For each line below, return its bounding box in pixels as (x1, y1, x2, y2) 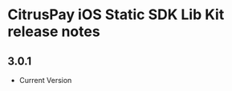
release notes (7, 22, 101, 41)
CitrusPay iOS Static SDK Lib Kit (7, 6, 225, 24)
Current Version (18, 76, 72, 85)
